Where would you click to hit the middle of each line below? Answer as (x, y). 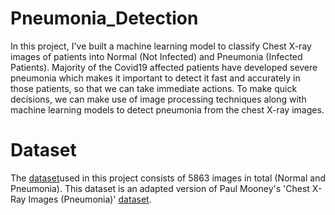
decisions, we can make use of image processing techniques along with (158, 99)
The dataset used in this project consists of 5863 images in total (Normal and (168, 178)
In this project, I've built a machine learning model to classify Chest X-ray (161, 46)
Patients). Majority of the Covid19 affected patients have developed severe (164, 67)
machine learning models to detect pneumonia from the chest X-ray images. (167, 109)
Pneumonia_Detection (104, 18)
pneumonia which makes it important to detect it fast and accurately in (155, 78)
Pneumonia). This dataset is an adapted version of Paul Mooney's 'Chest (160, 188)
